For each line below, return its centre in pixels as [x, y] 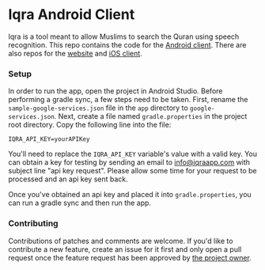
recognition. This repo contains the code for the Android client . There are [127, 44]
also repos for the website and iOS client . [75, 53]
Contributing [33, 223]
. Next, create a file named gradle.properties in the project [151, 116]
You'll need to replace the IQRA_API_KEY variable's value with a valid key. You [132, 154]
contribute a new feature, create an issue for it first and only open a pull [125, 249]
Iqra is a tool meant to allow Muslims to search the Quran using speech [124, 36]
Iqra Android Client [72, 15]
